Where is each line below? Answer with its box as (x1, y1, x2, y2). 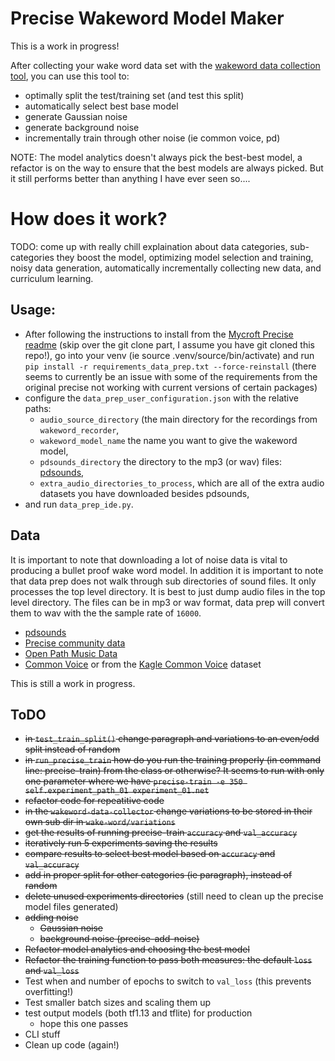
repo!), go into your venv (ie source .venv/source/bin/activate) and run (24, 349, 315, 361)
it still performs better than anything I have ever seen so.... (10, 172, 251, 184)
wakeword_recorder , (39, 423, 120, 436)
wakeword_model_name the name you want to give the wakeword (39, 434, 298, 446)
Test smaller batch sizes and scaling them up (24, 997, 212, 1009)
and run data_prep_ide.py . (24, 498, 134, 510)
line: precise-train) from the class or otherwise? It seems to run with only (24, 765, 325, 777)
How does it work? (10, 208, 168, 231)
